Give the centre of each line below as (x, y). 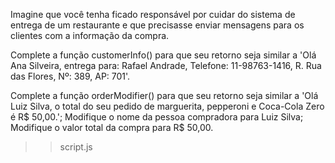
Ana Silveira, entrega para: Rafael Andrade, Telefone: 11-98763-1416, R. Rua (166, 65)
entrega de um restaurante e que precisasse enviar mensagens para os (157, 25)
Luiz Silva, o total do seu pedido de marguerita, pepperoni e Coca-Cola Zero (167, 106)
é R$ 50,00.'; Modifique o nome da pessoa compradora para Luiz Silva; (157, 117)
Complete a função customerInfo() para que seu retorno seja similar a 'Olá (163, 55)
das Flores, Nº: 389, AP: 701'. (70, 76)
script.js (76, 147)
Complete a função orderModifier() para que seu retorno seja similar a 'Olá (164, 95)
